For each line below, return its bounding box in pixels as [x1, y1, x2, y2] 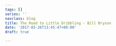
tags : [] [5, 7, 23, 12]
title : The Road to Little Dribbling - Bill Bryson [5, 20, 111, 26]
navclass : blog [5, 16, 36, 21]
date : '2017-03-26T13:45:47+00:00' [5, 25, 77, 30]
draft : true [5, 30, 29, 34]
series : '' [5, 12, 27, 16]
